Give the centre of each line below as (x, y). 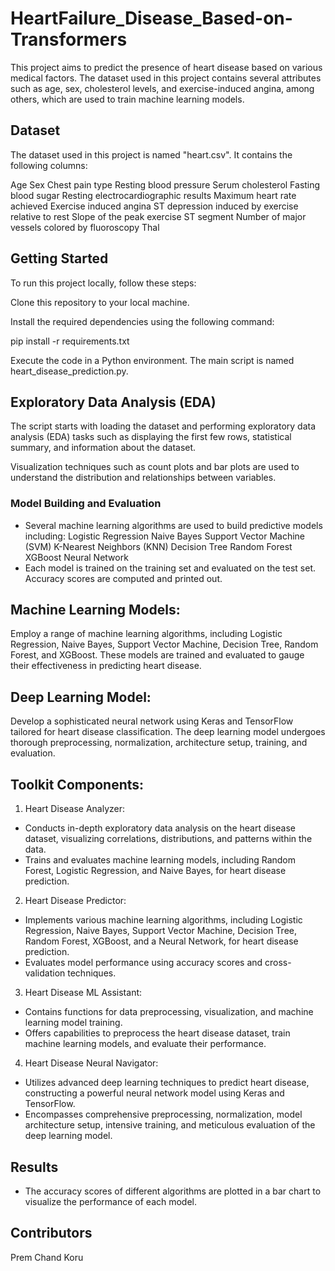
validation (45, 973)
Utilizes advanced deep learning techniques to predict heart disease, (167, 1083)
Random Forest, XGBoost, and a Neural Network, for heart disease (161, 941)
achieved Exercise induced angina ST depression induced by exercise (154, 206)
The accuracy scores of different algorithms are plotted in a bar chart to (173, 1191)
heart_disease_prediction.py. (69, 371)
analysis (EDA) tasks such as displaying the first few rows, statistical (151, 437)
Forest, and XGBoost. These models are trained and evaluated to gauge (157, 655)
